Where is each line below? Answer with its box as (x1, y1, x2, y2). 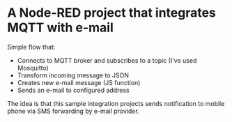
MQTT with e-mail (7, 20, 114, 36)
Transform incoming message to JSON (17, 71, 129, 79)
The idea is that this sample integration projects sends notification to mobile (7, 99, 225, 107)
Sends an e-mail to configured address (17, 86, 130, 94)
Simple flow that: (7, 43, 56, 51)
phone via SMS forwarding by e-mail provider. (7, 107, 139, 115)
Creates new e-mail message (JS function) (17, 78, 141, 86)
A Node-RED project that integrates (7, 5, 216, 21)
